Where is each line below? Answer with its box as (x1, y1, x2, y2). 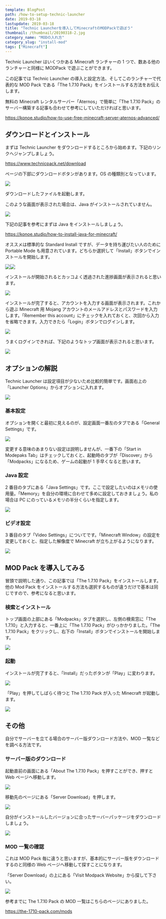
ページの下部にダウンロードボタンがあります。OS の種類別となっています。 (5, 171, 159, 177)
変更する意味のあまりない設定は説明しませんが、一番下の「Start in (5, 446, 141, 452)
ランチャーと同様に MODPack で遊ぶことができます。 (5, 65, 115, 71)
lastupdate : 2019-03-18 (5, 21, 55, 26)
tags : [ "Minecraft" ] (5, 44, 48, 49)
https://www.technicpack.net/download (5, 160, 86, 167)
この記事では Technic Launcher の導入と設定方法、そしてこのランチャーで (5, 75, 157, 81)
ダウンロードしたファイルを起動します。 (5, 191, 88, 197)
